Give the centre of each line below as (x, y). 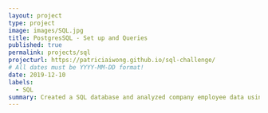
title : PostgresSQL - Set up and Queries (78, 38)
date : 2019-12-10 (37, 75)
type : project (32, 23)
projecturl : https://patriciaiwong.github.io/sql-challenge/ (112, 60)
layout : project (35, 16)
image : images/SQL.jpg (46, 30)
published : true (35, 45)
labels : (21, 82)
